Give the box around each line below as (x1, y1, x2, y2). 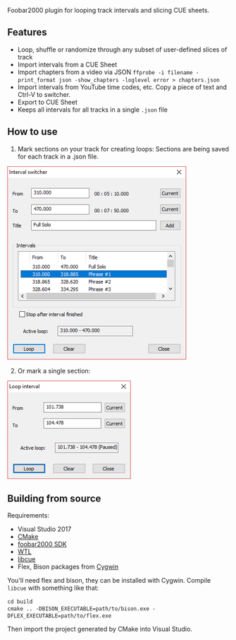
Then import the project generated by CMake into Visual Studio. (7, 625, 192, 634)
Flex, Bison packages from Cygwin (17, 562, 118, 571)
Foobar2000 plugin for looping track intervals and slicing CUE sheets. (7, 6, 210, 14)
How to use (7, 126, 58, 138)
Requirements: (7, 511, 49, 520)
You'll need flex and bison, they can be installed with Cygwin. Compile (7, 576, 211, 585)
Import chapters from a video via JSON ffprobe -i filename (17, 67, 193, 76)
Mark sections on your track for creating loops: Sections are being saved (17, 144, 230, 153)
